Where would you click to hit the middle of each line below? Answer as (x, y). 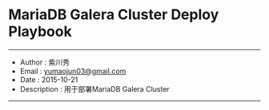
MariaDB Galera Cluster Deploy (114, 15)
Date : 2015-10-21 (49, 79)
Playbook (40, 31)
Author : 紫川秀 (45, 62)
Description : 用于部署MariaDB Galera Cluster (94, 88)
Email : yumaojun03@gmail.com (73, 71)
